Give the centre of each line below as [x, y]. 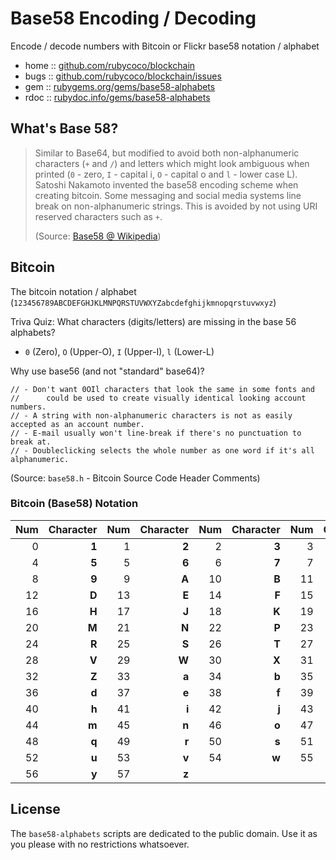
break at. [31, 442]
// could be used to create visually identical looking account [158, 398]
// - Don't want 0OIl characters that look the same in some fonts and [162, 389]
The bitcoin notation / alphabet [73, 291]
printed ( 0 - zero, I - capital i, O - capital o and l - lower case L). [166, 174]
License [35, 809]
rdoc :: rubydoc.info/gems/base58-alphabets [117, 97]
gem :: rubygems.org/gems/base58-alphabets [120, 86]
